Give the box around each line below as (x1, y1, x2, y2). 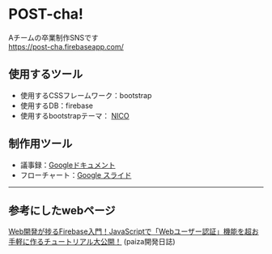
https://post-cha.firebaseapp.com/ (8, 41, 124, 51)
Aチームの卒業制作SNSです (8, 32, 99, 42)
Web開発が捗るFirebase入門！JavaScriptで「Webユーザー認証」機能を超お (8, 226, 259, 236)
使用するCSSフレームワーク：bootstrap (19, 90, 152, 100)
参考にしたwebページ (8, 204, 116, 217)
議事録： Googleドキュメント (19, 160, 116, 170)
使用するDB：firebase (19, 101, 93, 110)
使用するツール (8, 67, 83, 81)
